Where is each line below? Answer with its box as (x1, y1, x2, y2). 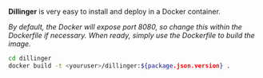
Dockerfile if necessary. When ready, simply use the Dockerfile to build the (8, 31, 256, 40)
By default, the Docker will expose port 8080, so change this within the (8, 22, 242, 31)
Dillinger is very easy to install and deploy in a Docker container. (8, 7, 221, 16)
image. (8, 39, 31, 49)
